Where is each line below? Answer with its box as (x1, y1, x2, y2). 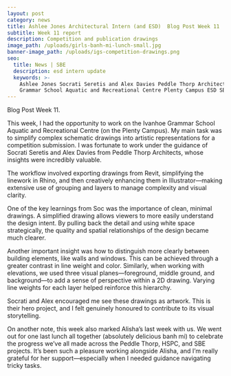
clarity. (7, 191, 27, 200)
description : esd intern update (13, 67, 107, 74)
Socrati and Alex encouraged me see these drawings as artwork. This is (7, 297, 211, 305)
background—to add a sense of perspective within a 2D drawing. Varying (7, 276, 215, 284)
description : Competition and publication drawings (7, 36, 158, 43)
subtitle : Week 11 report (7, 29, 81, 36)
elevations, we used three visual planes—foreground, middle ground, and (7, 269, 215, 278)
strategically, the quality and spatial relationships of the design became (7, 227, 209, 235)
